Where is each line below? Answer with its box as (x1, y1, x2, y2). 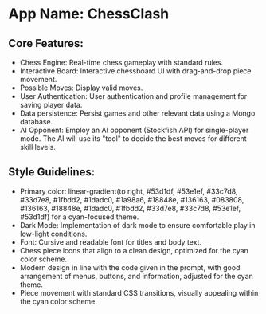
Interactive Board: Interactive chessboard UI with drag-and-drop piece (19, 66, 252, 76)
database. (19, 117, 53, 126)
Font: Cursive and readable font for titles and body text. (19, 237, 201, 247)
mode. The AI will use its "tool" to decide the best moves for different (19, 134, 247, 143)
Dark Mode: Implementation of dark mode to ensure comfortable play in (19, 220, 256, 230)
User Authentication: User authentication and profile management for (19, 92, 248, 100)
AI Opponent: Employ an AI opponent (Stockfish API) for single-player (19, 125, 249, 135)
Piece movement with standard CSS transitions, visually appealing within (19, 288, 259, 297)
